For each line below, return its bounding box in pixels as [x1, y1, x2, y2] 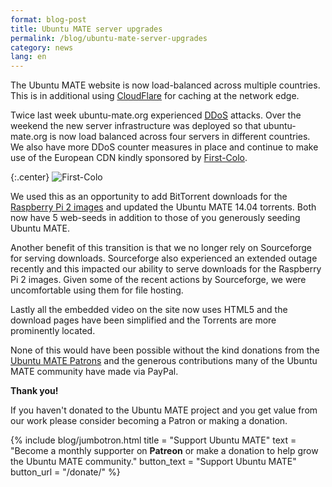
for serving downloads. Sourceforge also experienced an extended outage [10, 252, 318, 265]
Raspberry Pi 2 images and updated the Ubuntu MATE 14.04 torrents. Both [10, 201, 317, 213]
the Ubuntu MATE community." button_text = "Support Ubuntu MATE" [10, 456, 297, 468]
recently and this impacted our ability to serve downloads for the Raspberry [10, 263, 322, 275]
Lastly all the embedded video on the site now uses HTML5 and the [10, 304, 288, 316]
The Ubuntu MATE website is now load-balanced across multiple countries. [10, 79, 321, 91]
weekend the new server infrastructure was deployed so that [10, 120, 262, 132]
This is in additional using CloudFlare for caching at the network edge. [10, 90, 300, 102]
